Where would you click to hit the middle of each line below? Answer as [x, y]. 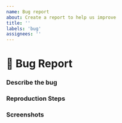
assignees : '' [24, 34]
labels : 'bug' [24, 28]
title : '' [19, 23]
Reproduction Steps [36, 98]
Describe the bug [32, 83]
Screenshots [25, 115]
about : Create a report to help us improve [61, 17]
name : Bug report [28, 12]
